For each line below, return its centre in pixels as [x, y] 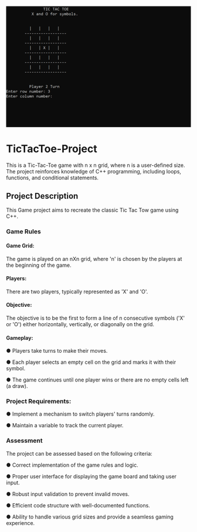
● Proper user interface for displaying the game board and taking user [91, 476]
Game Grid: [20, 245]
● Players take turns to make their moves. [57, 351]
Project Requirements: [39, 401]
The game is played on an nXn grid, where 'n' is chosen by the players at [94, 259]
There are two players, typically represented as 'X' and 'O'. [77, 292]
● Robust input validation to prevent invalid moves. [68, 494]
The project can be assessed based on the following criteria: [79, 453]
